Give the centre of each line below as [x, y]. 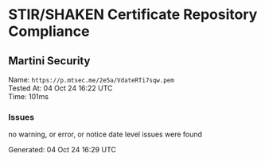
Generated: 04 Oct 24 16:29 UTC [62, 150]
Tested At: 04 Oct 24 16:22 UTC [60, 88]
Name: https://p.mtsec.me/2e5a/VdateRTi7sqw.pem [92, 80]
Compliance [49, 31]
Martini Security [49, 61]
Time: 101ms [29, 96]
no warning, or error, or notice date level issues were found [105, 134]
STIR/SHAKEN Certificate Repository [133, 15]
